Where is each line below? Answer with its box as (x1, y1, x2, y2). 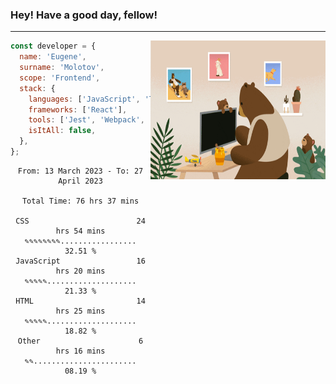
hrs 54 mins (55, 226, 106, 236)
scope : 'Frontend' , (19, 73, 101, 83)
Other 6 (17, 336, 144, 346)
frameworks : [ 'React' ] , (28, 104, 128, 115)
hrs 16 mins (55, 346, 106, 356)
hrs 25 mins (55, 306, 106, 316)
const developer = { (10, 41, 97, 52)
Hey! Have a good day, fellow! (10, 8, 158, 22)
